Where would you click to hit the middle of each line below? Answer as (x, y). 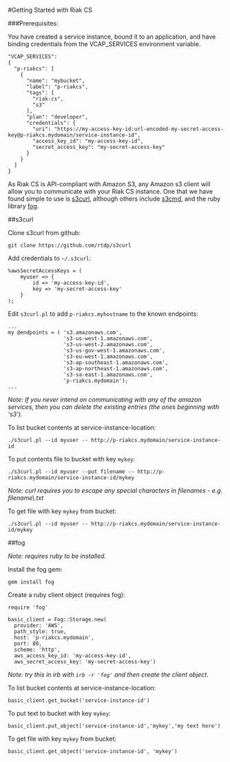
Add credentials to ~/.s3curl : (50, 258)
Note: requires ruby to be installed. (57, 556)
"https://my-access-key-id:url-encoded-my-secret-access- (139, 129)
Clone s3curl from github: (44, 233)
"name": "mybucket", (55, 81)
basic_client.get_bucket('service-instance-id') (79, 701)
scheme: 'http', (37, 650)
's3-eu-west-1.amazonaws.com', (108, 357)
